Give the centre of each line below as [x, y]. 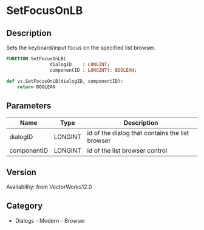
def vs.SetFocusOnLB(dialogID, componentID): [65, 81]
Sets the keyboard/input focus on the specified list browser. [81, 47]
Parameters [29, 106]
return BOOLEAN [36, 87]
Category [25, 206]
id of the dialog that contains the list [138, 133]
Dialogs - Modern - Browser [50, 220]
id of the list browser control [127, 151]
